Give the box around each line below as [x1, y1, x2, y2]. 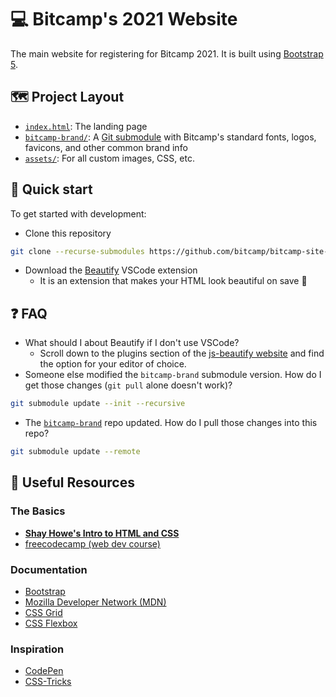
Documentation [10, 562, 88, 576]
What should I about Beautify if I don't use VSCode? [24, 337, 240, 349]
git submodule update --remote [10, 447, 141, 457]
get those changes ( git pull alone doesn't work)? [24, 379, 233, 391]
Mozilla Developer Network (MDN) [24, 596, 167, 608]
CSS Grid [24, 606, 63, 618]
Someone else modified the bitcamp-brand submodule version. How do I [24, 369, 322, 381]
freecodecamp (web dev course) [24, 537, 161, 550]
